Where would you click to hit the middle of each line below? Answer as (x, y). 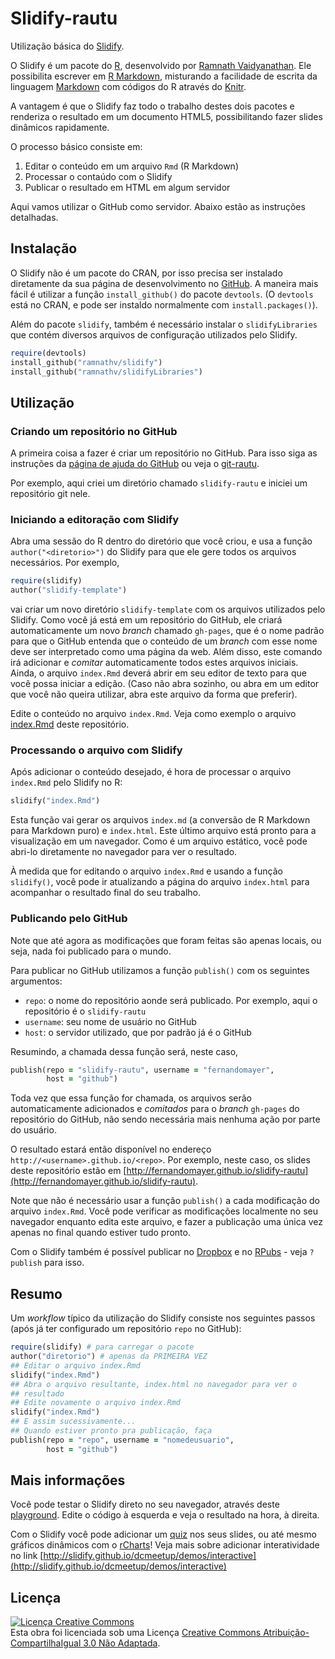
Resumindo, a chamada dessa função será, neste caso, (124, 1051)
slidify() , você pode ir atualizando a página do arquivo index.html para (160, 882)
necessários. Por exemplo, (65, 563)
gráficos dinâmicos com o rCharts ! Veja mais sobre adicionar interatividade (165, 1545)
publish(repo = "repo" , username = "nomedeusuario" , (122, 1440)
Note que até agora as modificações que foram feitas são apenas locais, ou (166, 940)
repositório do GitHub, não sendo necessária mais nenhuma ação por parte (165, 1119)
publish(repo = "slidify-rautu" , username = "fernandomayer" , (142, 1070)
